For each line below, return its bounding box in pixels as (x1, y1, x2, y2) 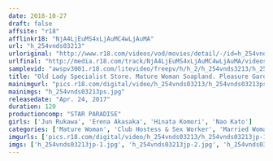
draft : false (8, 20, 53, 28)
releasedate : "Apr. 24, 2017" (8, 95, 111, 103)
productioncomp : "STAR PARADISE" (8, 111, 122, 119)
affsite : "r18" (8, 27, 60, 35)
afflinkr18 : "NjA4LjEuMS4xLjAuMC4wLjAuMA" (8, 34, 154, 43)
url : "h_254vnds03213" (8, 42, 85, 50)
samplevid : (8, 65, 45, 73)
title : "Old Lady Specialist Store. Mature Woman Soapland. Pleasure (8, 72, 249, 80)
